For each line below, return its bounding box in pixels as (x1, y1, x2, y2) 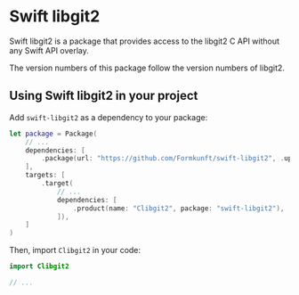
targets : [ (25, 171, 66, 180)
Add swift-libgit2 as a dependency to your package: (9, 111, 208, 122)
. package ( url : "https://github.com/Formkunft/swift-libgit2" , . (41, 154, 285, 163)
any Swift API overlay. (9, 45, 89, 55)
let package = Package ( (9, 129, 98, 138)
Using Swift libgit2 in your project (9, 88, 198, 103)
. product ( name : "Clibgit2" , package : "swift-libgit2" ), (72, 203, 285, 213)
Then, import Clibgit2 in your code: (9, 245, 141, 256)
